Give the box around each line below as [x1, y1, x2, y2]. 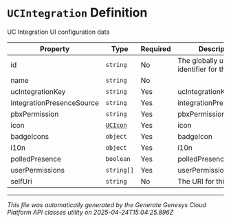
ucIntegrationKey [10, 86, 66, 96]
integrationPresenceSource [10, 98, 100, 108]
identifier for [177, 64, 218, 74]
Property [40, 43, 70, 53]
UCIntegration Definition [7, 5, 148, 21]
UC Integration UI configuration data [7, 28, 110, 36]
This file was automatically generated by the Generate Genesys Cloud [7, 200, 206, 209]
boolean [105, 155, 131, 163]
